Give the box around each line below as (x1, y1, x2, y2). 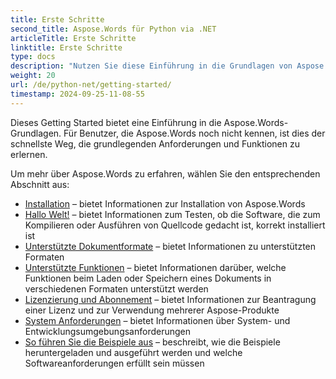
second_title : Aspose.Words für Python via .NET (10, 24, 217, 34)
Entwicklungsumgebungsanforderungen (24, 325, 192, 337)
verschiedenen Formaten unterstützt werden (24, 282, 209, 295)
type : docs (10, 52, 56, 62)
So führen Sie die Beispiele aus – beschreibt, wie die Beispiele (24, 336, 281, 348)
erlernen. (10, 148, 48, 160)
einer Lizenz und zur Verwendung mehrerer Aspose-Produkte (24, 304, 280, 316)
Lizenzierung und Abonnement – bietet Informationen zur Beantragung (24, 293, 317, 305)
